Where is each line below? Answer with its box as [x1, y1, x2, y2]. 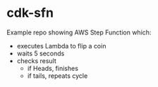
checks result [16, 56, 57, 65]
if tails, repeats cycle [27, 72, 88, 80]
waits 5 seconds [16, 49, 65, 58]
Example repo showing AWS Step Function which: [6, 28, 152, 36]
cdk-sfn [6, 5, 54, 21]
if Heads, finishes [27, 64, 79, 72]
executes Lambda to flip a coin [16, 41, 107, 50]
